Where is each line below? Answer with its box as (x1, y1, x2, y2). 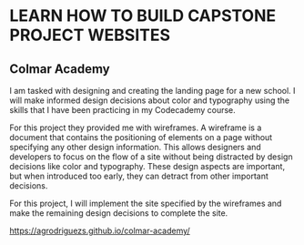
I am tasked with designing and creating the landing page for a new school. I (9, 86, 296, 96)
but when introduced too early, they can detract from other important (9, 170, 269, 181)
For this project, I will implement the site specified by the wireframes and (9, 198, 282, 209)
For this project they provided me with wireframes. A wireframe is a (9, 122, 262, 133)
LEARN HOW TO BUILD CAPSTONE (9, 5, 277, 26)
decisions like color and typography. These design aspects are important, (9, 161, 285, 171)
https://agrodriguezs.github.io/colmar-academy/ (9, 225, 191, 236)
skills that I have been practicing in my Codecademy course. (9, 105, 237, 115)
